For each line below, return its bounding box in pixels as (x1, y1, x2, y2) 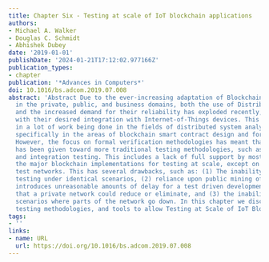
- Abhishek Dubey (8, 42, 66, 50)
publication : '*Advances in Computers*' (8, 78, 146, 86)
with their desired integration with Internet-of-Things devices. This (15, 116, 260, 124)
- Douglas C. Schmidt (8, 34, 81, 42)
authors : (8, 19, 38, 27)
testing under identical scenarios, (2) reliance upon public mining (15, 175, 252, 184)
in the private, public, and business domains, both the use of (15, 101, 235, 109)
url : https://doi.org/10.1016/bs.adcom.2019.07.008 (15, 242, 192, 250)
